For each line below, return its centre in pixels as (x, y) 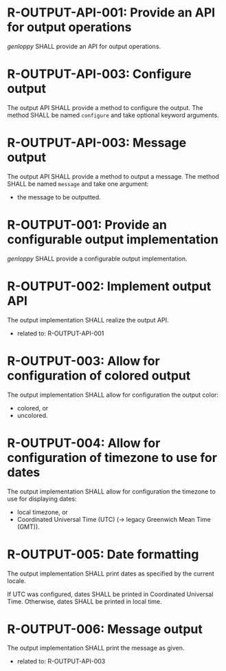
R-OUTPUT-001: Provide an (87, 225)
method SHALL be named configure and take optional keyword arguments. (113, 115)
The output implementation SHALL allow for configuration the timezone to (112, 491)
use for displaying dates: (42, 498)
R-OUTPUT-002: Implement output (109, 286)
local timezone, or (43, 512)
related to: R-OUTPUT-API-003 (61, 661)
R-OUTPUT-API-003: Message (97, 143)
